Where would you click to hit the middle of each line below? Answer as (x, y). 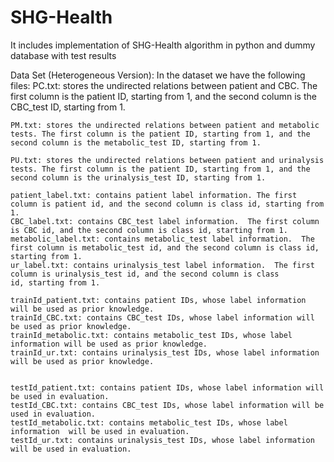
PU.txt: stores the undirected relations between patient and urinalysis (167, 160)
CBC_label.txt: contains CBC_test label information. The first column (165, 221)
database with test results (63, 55)
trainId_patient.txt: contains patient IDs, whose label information (158, 300)
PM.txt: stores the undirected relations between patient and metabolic (165, 125)
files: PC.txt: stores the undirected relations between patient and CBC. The (164, 85)
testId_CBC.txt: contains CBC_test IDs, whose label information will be (167, 405)
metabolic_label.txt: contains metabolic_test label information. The (162, 239)
